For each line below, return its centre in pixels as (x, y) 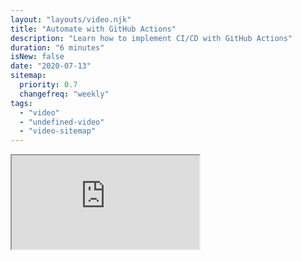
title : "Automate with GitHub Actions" (93, 29)
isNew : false (37, 57)
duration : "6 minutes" (57, 47)
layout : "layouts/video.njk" (71, 19)
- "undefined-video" (62, 122)
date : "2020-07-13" (51, 66)
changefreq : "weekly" (64, 94)
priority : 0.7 (48, 85)
